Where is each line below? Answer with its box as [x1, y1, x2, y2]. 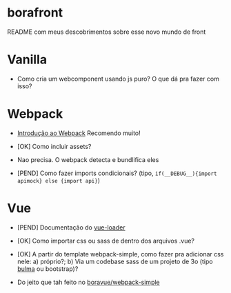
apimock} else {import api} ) [17, 176, 101, 184]
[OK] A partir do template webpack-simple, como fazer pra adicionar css [17, 250, 224, 258]
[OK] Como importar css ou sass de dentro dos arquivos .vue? [17, 236, 195, 245]
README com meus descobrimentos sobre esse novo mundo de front [7, 28, 206, 36]
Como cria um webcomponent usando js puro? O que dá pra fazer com [17, 74, 219, 83]
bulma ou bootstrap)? [17, 264, 79, 273]
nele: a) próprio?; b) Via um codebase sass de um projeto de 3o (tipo [17, 257, 213, 265]
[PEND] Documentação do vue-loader [17, 223, 125, 232]
